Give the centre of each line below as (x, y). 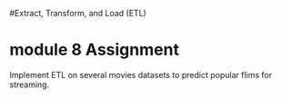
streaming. (30, 84)
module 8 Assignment (95, 50)
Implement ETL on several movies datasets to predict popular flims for (141, 74)
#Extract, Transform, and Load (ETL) (78, 13)
